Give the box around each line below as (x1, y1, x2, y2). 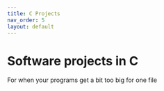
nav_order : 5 (7, 17, 45, 24)
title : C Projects (7, 10, 60, 17)
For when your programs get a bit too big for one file (7, 76, 158, 84)
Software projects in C (7, 53, 139, 69)
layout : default (7, 23, 54, 30)
